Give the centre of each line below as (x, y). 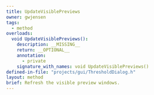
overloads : (19, 34)
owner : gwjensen (26, 17)
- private (34, 61)
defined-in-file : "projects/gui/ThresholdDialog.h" (71, 72)
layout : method (25, 77)
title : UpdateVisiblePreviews (43, 12)
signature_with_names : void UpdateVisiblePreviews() (83, 66)
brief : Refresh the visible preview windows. (63, 83)
